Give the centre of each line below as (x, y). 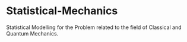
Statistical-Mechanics (62, 11)
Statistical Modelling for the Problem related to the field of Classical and (94, 27)
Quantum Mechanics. (32, 33)
